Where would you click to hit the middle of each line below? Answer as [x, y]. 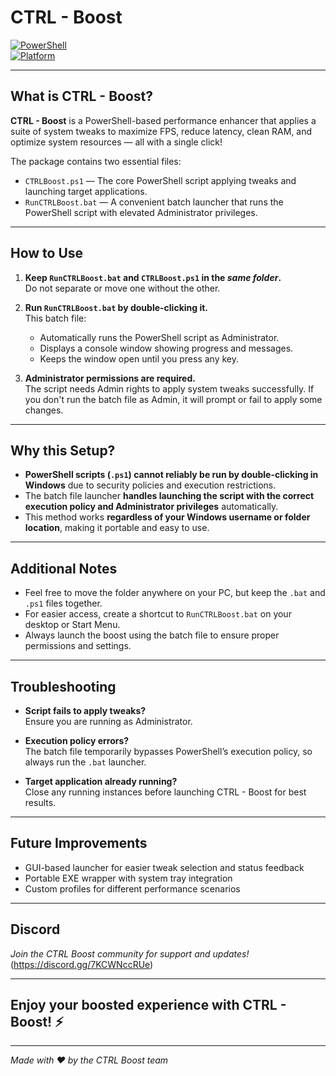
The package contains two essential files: [96, 161]
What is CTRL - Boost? [81, 96]
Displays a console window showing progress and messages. [166, 348]
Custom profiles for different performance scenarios [132, 888]
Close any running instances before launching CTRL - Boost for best [165, 792]
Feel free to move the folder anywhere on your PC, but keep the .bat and [175, 593]
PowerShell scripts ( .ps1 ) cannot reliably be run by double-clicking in [171, 475]
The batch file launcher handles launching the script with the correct [169, 496]
